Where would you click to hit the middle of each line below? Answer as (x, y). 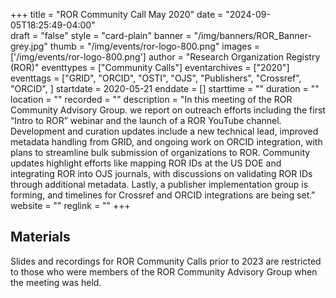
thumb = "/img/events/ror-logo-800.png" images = (155, 46)
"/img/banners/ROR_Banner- (252, 35)
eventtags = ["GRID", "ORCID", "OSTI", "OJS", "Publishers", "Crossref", (156, 78)
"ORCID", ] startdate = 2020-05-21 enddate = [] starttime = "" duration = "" (165, 88)
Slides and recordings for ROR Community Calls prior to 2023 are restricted (166, 261)
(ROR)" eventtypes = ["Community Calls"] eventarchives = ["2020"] (150, 67)
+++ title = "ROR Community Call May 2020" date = (117, 14)
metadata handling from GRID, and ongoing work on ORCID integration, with (166, 142)
